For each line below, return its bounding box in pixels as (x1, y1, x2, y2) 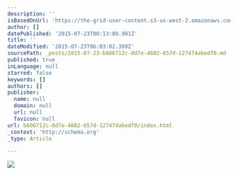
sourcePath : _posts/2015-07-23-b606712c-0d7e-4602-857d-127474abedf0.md (7, 50, 227, 57)
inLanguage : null (7, 63, 59, 70)
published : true (7, 56, 55, 64)
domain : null (13, 102, 52, 109)
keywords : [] (7, 76, 46, 83)
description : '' (7, 10, 55, 18)
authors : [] (7, 83, 42, 90)
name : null (13, 96, 46, 103)
